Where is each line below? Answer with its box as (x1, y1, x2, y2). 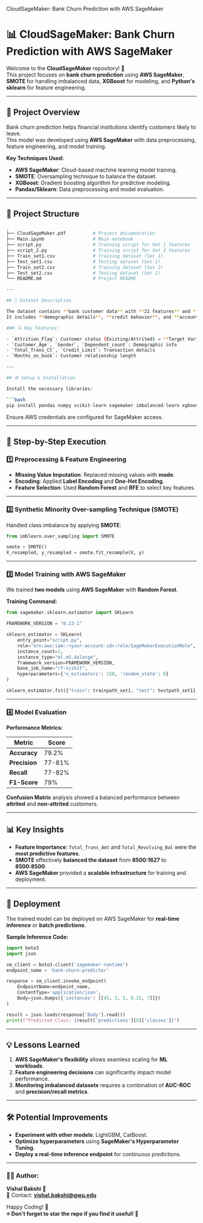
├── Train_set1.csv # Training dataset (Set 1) (6, 253, 164, 259)
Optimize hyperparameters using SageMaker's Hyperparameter (14, 1137, 179, 1145)
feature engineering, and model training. (6, 143, 107, 150)
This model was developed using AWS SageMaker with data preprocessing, (6, 136, 196, 143)
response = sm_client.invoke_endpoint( (6, 978, 107, 985)
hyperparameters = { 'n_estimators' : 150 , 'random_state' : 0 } (17, 671, 169, 677)
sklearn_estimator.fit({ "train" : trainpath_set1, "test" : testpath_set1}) (6, 688, 199, 694)
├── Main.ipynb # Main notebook (6, 236, 134, 242)
